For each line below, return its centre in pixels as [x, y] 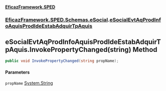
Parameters [17, 72]
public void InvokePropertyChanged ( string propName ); [62, 61]
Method [145, 49]
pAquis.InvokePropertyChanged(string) [68, 49]
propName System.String [29, 83]
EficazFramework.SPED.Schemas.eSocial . [58, 20]
